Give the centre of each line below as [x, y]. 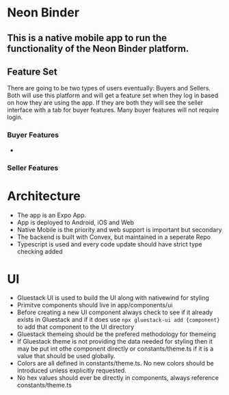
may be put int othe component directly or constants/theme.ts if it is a [115, 349]
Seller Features [33, 168]
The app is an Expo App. [52, 215]
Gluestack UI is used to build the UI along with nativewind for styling [113, 298]
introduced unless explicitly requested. [71, 370]
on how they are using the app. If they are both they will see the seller [105, 103]
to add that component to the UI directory [76, 327]
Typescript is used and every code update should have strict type [109, 244]
